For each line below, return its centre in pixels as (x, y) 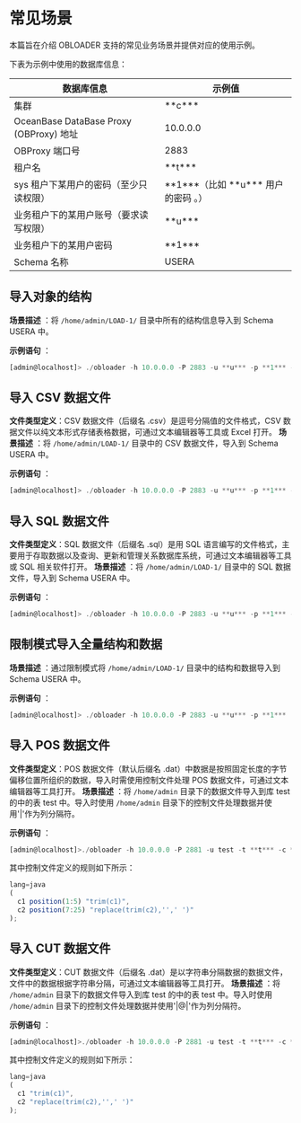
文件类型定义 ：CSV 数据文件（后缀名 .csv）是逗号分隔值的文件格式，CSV (145, 421)
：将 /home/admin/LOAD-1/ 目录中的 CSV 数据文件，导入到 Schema (157, 443)
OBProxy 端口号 (47, 151)
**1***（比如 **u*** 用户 (224, 184)
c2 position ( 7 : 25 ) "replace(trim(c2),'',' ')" (106, 910)
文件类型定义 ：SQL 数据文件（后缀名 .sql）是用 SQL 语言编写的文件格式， (146, 544)
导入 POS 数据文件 (60, 745)
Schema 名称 (41, 261)
